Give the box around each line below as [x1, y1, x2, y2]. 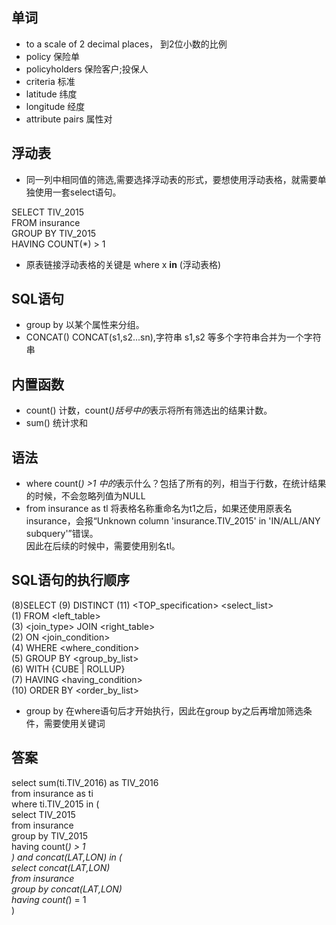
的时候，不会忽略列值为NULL [25, 490, 146, 502]
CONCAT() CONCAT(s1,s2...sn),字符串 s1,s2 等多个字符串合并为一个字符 [25, 331, 322, 343]
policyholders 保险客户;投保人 [25, 63, 149, 75]
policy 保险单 [25, 50, 81, 62]
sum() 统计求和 [25, 417, 88, 429]
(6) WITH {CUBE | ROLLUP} [11, 663, 126, 675]
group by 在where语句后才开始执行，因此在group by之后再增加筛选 [25, 704, 304, 717]
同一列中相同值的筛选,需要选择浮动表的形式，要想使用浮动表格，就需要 [25, 173, 318, 185]
